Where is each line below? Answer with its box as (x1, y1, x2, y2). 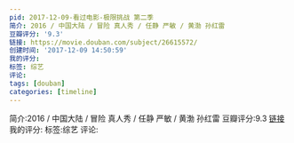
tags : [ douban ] (9, 79, 66, 88)
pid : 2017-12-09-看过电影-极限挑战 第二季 (9, 12, 154, 22)
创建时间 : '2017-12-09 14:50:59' (9, 46, 128, 55)
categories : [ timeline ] (9, 87, 98, 96)
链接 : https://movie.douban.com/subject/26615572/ (9, 37, 198, 47)
